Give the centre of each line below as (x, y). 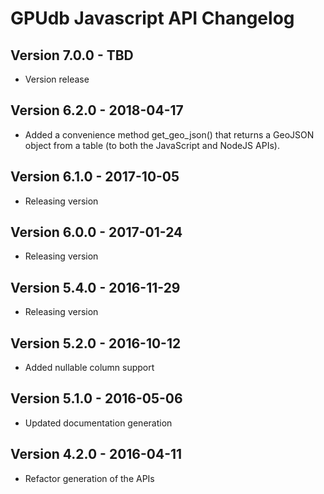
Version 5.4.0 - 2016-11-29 (95, 287)
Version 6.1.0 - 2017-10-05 (95, 177)
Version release (57, 79)
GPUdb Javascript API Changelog (152, 18)
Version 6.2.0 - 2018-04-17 (97, 110)
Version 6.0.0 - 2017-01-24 (96, 232)
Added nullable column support (89, 368)
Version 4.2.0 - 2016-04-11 (96, 454)
